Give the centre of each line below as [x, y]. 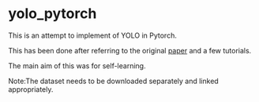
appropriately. [31, 89]
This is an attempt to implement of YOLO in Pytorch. [93, 35]
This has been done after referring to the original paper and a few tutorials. [130, 50]
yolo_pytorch [53, 14]
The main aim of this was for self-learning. [77, 66]
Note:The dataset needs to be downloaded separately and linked [113, 81]
